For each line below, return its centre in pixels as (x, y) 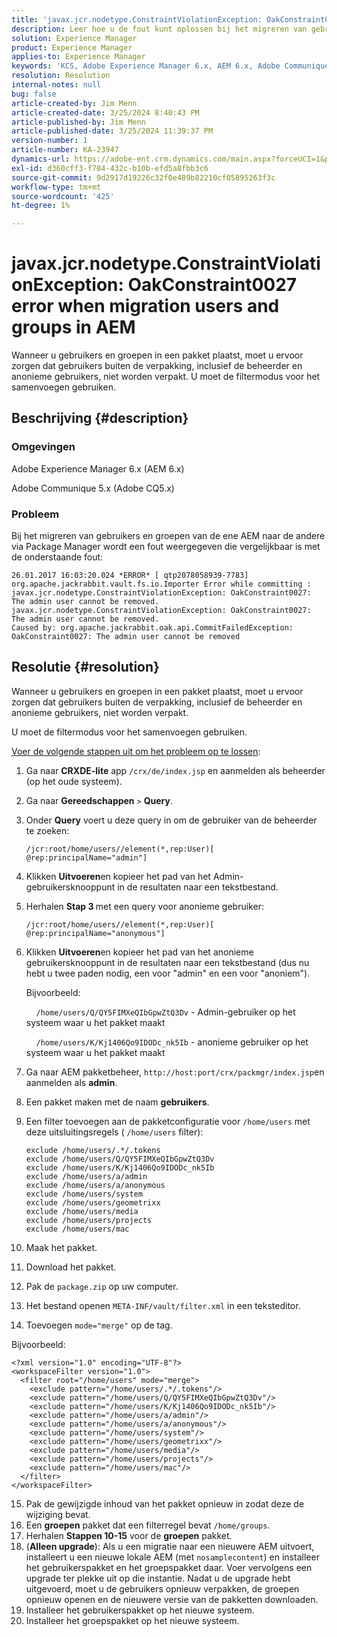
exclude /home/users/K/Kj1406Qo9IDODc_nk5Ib (120, 1167)
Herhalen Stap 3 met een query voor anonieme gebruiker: (144, 906)
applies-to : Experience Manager (78, 57)
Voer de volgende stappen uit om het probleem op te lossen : (136, 751)
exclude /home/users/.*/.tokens (93, 1150)
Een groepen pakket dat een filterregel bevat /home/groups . (148, 1525)
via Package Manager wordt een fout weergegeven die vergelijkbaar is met (166, 547)
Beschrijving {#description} (100, 418)
